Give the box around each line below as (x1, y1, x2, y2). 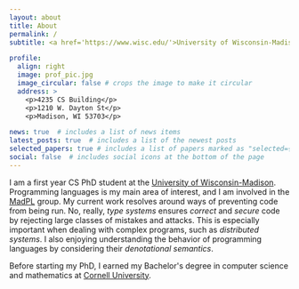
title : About (9, 21, 58, 30)
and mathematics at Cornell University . (9, 269, 151, 280)
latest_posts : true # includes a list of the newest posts (9, 136, 238, 145)
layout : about (9, 12, 62, 22)
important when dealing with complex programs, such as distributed (9, 224, 260, 235)
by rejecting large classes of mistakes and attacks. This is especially (9, 214, 260, 225)
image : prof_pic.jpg (17, 70, 93, 80)
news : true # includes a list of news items (9, 128, 181, 137)
